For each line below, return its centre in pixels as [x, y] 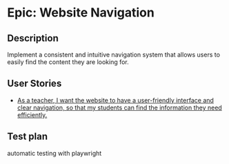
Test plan [28, 137]
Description [33, 38]
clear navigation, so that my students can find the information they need [119, 107]
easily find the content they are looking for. [68, 62]
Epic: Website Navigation [81, 13]
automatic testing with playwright [54, 153]
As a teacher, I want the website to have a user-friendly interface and [115, 100]
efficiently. [32, 114]
